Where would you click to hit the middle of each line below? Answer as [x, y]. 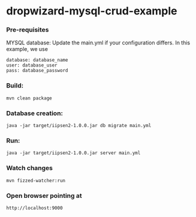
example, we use [27, 49]
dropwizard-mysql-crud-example [92, 11]
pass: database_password [37, 71]
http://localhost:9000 [34, 208]
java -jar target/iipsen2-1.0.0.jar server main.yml [73, 153]
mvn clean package [29, 98]
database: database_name [37, 60]
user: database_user [32, 65]
